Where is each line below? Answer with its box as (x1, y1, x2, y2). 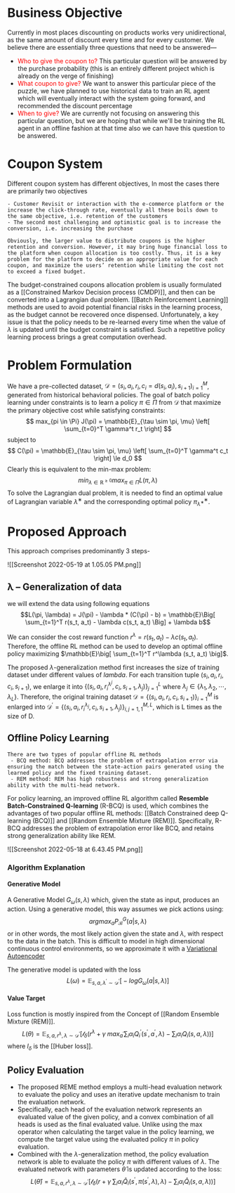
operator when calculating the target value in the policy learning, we (17, 1128, 215, 1136)
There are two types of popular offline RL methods (7, 751, 161, 758)
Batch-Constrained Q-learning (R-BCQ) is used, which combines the (7, 801, 209, 810)
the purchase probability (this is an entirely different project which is (17, 64, 215, 72)
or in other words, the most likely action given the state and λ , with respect (7, 929, 224, 938)
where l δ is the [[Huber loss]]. (7, 1042, 93, 1052)
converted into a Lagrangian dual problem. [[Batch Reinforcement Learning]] (7, 295, 229, 304)
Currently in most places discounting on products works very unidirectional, (7, 28, 227, 37)
